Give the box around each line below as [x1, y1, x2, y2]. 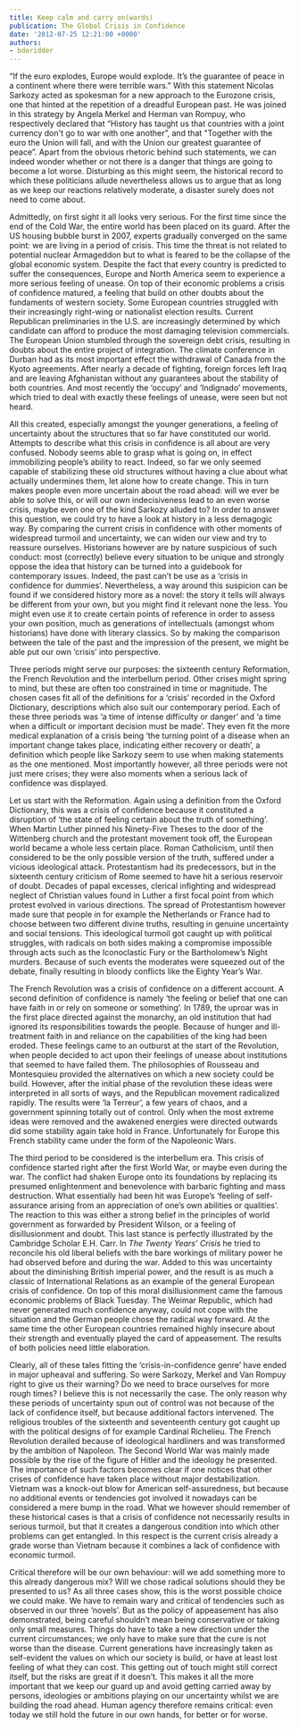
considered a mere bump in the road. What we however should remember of [9, 1502, 291, 1513]
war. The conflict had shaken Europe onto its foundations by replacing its [9, 1171, 278, 1182]
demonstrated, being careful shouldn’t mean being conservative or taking [9, 1615, 280, 1625]
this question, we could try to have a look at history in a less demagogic [9, 514, 273, 525]
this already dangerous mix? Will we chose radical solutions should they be [9, 1576, 286, 1587]
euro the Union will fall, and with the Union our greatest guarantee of [9, 138, 262, 148]
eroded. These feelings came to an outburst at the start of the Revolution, [9, 1040, 279, 1051]
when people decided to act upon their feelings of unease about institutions [9, 1050, 288, 1061]
